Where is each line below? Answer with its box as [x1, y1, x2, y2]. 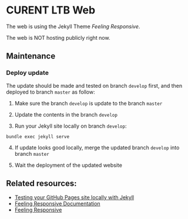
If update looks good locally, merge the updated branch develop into [14, 144, 180, 151]
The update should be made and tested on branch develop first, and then [6, 82, 183, 89]
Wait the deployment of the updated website [14, 162, 122, 169]
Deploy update [6, 69, 49, 77]
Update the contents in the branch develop [14, 111, 117, 118]
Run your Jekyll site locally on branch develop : [14, 122, 127, 129]
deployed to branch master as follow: [6, 88, 95, 95]
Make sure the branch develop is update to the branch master [14, 100, 163, 107]
